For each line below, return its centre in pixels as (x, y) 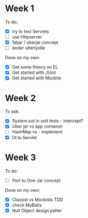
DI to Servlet (24, 137)
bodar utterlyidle (29, 48)
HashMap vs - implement (37, 132)
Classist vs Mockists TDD (37, 200)
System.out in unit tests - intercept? (48, 121)
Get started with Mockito (37, 78)
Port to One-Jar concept (36, 180)
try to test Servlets (30, 31)
